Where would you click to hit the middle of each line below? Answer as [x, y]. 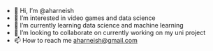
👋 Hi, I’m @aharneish [44, 11]
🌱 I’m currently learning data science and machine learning [98, 25]
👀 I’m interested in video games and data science [85, 18]
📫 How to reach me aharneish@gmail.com [75, 40]
